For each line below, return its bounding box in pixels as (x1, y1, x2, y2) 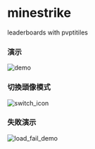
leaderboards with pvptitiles (7, 28, 88, 37)
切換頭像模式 (7, 82, 51, 92)
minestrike (7, 5, 72, 21)
